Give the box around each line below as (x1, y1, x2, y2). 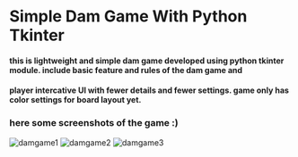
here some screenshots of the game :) (9, 117, 179, 129)
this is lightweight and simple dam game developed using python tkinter (9, 55, 285, 66)
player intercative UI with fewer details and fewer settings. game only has (9, 85, 290, 95)
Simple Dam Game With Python (9, 6, 248, 27)
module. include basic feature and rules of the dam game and (9, 64, 243, 75)
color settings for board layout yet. (9, 95, 142, 105)
